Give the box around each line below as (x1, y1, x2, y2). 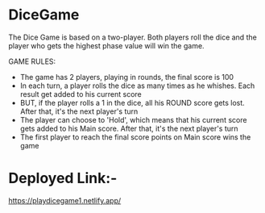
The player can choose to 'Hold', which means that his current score (19, 115, 247, 124)
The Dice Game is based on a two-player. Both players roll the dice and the (8, 32, 258, 42)
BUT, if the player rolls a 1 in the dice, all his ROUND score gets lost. (19, 98, 246, 107)
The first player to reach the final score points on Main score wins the (19, 132, 251, 142)
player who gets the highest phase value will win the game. (8, 40, 205, 50)
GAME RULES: (8, 56, 56, 66)
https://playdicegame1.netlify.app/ (8, 195, 122, 205)
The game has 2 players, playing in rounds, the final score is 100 (19, 72, 234, 81)
